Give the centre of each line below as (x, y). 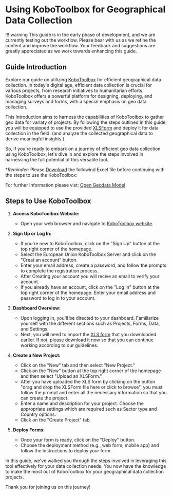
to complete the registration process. (60, 270)
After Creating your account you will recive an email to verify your (90, 276)
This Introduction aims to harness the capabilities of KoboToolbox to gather (85, 117)
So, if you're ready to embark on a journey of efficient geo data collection (83, 149)
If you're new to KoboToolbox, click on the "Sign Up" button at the (90, 243)
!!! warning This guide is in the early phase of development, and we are (80, 34)
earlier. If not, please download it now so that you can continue (87, 340)
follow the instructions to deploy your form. (66, 450)
